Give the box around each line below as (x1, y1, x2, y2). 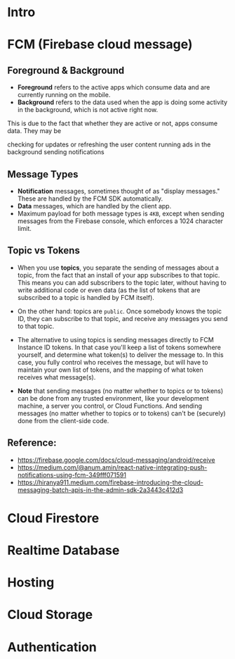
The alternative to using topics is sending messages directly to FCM (17, 335, 214, 344)
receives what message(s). (17, 372, 96, 381)
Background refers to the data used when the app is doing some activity (17, 98, 228, 106)
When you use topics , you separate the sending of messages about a (17, 263, 220, 272)
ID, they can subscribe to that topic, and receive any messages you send (17, 314, 228, 322)
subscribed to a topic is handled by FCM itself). (17, 293, 154, 301)
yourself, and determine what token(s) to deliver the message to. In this (17, 350, 224, 359)
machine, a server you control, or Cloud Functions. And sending (17, 401, 202, 410)
